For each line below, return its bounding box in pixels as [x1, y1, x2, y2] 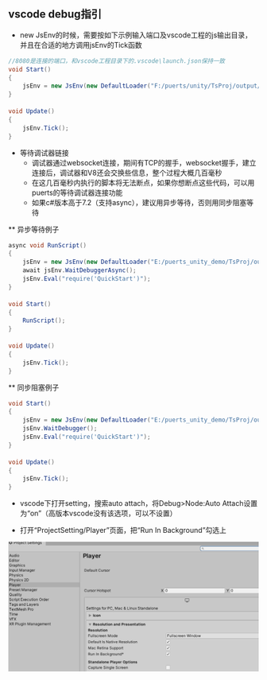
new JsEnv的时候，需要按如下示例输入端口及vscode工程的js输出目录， [19, 30, 253, 40]
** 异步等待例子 [8, 224, 60, 234]
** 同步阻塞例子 [8, 383, 60, 392]
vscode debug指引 [8, 7, 102, 21]
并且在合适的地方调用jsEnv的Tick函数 [19, 40, 143, 49]
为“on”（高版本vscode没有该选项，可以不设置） [19, 508, 177, 519]
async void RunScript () [8, 241, 87, 249]
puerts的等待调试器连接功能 [31, 188, 123, 197]
